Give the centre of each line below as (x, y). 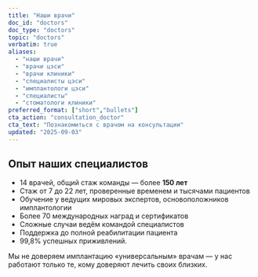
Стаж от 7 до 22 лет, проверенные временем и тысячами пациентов (135, 191)
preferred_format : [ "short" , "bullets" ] (73, 111)
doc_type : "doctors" (42, 30)
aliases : (22, 52)
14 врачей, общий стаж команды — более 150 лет (104, 183)
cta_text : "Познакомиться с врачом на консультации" (96, 125)
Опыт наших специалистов (78, 164)
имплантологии (45, 208)
